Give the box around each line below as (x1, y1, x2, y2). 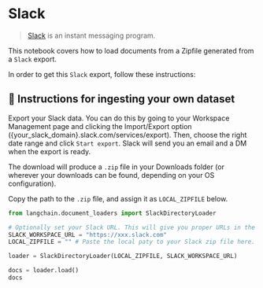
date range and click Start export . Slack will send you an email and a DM (8, 138, 247, 148)
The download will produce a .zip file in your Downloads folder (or (8, 162, 224, 172)
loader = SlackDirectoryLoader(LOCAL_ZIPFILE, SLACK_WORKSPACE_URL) (8, 253, 238, 260)
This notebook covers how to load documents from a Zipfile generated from (8, 46, 254, 55)
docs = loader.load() (8, 267, 80, 275)
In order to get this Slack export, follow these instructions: (8, 69, 196, 79)
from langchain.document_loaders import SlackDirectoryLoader (8, 209, 217, 217)
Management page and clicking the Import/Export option (8, 121, 192, 131)
